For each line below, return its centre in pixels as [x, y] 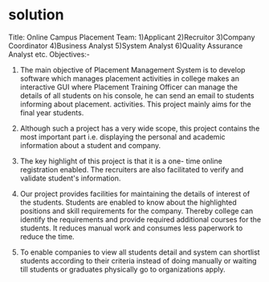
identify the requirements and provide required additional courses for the [141, 219]
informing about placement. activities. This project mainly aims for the [135, 104]
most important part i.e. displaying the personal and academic [123, 137]
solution [36, 15]
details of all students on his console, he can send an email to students [137, 95]
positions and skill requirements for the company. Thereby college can [137, 210]
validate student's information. [70, 178]
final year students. [52, 112]
